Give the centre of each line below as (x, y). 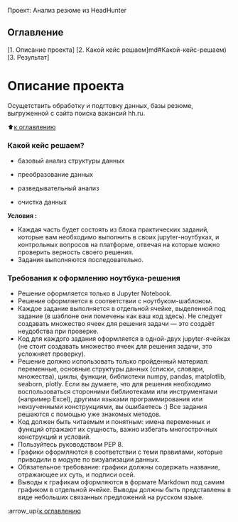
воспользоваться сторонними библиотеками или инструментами (118, 392)
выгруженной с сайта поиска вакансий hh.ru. (76, 113)
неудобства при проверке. (58, 331)
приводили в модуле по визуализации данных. (89, 460)
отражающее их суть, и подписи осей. (76, 474)
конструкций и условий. (54, 437)
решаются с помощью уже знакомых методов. (89, 414)
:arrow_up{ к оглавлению (44, 511)
